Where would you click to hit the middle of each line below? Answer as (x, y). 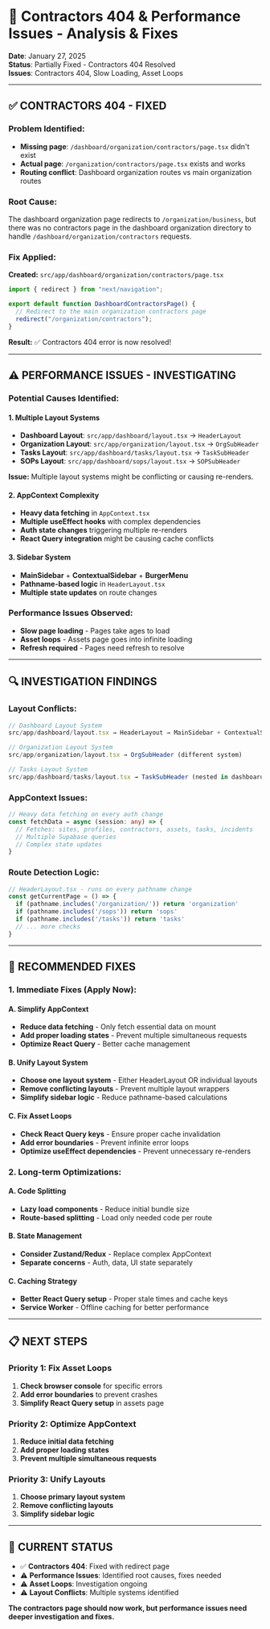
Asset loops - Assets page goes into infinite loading (106, 639)
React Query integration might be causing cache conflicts (117, 538)
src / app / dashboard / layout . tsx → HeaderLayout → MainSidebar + (115, 733)
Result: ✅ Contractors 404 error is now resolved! (90, 342)
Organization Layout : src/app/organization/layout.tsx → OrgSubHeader (139, 444)
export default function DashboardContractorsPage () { (102, 304)
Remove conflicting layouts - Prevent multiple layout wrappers (125, 1089)
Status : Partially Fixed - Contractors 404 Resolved (92, 64)
